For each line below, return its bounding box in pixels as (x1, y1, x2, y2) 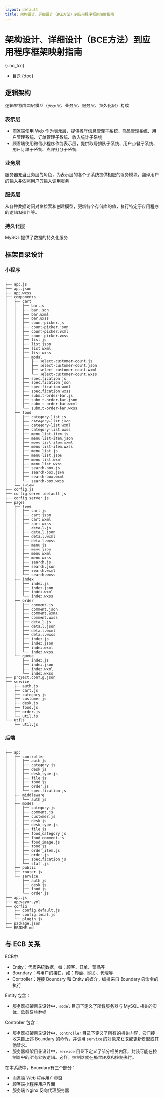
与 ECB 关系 (5, 940, 41, 948)
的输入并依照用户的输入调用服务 (5, 178, 69, 184)
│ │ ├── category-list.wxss (5, 427, 71, 432)
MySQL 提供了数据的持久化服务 (5, 235, 68, 241)
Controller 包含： (5, 1019, 40, 1026)
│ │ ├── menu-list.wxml (5, 457, 62, 462)
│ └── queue (5, 654, 34, 659)
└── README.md (5, 925, 34, 930)
